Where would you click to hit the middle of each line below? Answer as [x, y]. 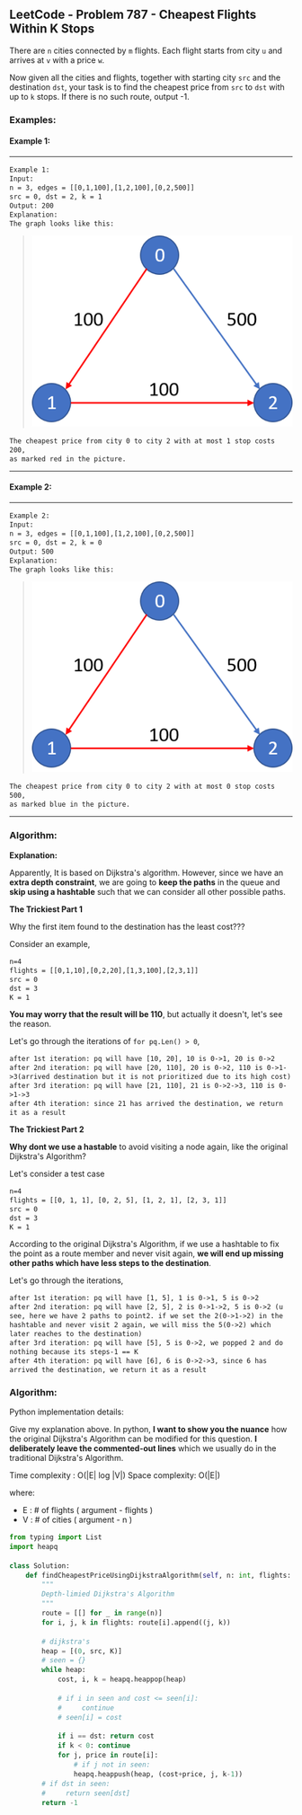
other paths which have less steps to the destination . [110, 1262]
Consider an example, [50, 943]
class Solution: [40, 1566]
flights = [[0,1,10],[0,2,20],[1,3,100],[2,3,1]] [104, 970]
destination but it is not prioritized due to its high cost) [173, 1076]
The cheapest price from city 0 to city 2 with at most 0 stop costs [142, 787]
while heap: [64, 1670]
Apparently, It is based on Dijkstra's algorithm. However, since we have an [147, 872]
